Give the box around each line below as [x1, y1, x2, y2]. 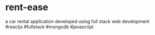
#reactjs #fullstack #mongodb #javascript [5, 23, 94, 29]
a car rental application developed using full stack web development [5, 18, 150, 24]
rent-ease [5, 2, 49, 13]
